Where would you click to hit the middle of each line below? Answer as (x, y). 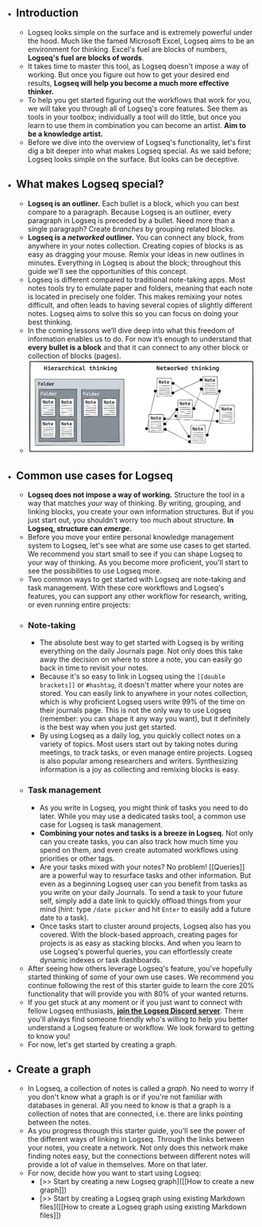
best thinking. (50, 322)
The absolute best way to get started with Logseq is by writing (141, 643)
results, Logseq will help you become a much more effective (128, 83)
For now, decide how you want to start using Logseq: (114, 1173)
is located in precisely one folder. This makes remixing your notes (135, 296)
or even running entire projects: (79, 605)
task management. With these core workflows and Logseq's (126, 588)
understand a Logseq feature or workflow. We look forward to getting (141, 1027)
